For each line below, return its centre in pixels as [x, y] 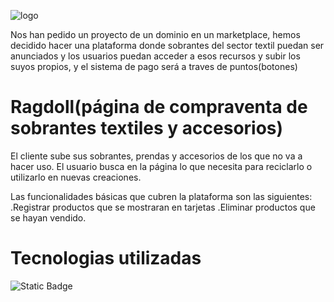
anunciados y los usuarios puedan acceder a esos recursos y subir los [155, 56]
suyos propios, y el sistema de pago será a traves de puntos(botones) [154, 66]
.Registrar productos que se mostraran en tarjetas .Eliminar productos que [163, 207]
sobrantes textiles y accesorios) [147, 128]
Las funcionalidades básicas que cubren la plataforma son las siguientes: [161, 196]
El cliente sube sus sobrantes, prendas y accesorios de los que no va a [156, 156]
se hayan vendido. [48, 217]
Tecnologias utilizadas [106, 258]
